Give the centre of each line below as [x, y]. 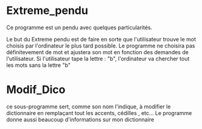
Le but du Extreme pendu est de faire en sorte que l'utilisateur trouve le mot [101, 39]
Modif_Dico [36, 90]
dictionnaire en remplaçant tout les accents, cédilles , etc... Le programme [99, 113]
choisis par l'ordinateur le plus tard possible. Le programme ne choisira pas [101, 46]
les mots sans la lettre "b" [39, 65]
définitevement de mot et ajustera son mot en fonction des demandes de [97, 52]
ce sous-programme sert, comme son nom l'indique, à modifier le [89, 106]
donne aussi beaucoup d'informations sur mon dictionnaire [80, 119]
